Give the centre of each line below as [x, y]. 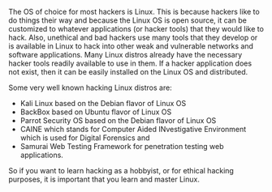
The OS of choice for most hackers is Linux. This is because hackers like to [134, 12]
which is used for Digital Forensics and [85, 138]
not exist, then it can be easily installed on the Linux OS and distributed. [128, 72]
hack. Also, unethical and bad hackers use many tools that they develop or [133, 37]
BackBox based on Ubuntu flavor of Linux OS [96, 112]
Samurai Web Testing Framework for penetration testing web [122, 146]
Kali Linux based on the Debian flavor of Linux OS [103, 103]
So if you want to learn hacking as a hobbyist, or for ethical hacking [121, 171]
